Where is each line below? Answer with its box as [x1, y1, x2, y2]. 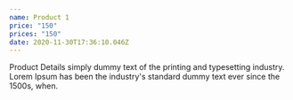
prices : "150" [9, 29, 62, 38]
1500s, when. [9, 81, 59, 91]
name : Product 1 [9, 12, 69, 22]
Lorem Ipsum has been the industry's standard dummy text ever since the [9, 72, 281, 82]
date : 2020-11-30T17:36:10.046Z [9, 37, 129, 47]
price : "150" [9, 21, 58, 30]
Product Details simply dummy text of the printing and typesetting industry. [9, 62, 285, 73]
